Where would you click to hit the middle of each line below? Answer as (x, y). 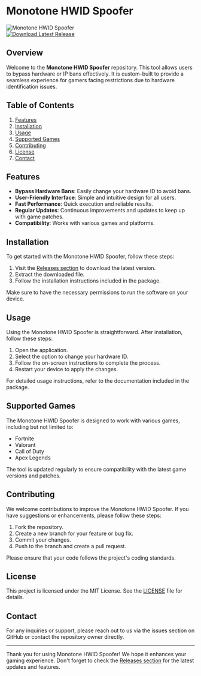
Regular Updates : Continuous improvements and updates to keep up (100, 211)
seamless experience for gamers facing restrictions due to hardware (91, 80)
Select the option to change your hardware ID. (71, 356)
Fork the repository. (39, 527)
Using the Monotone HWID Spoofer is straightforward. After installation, (95, 332)
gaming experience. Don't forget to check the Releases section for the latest (100, 660)
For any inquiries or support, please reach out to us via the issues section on (100, 630)
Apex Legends (33, 458)
